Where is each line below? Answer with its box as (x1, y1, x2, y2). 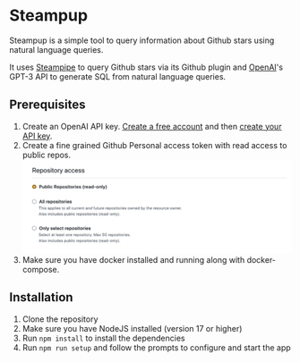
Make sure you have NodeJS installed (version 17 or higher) (21, 323, 243, 333)
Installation (9, 290, 73, 305)
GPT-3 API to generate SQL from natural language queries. (9, 71, 227, 81)
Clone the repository (21, 314, 99, 324)
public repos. (21, 149, 72, 160)
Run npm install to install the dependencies (21, 333, 185, 343)
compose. (21, 265, 60, 275)
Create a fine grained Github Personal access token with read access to (21, 139, 287, 150)
